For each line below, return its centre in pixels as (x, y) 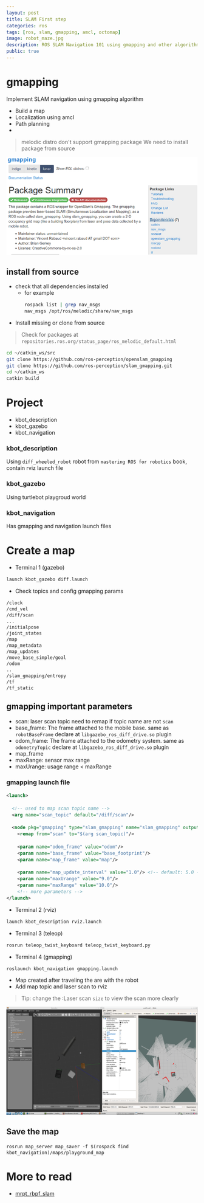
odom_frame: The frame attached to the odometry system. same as (100, 740)
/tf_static (20, 688)
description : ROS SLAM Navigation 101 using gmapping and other (89, 45)
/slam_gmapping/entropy (36, 676)
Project (25, 403)
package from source (48, 148)
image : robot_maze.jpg (35, 39)
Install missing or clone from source (60, 323)
